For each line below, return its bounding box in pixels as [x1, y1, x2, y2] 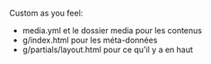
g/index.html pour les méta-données [22, 35, 158, 45]
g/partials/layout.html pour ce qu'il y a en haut [22, 44, 193, 55]
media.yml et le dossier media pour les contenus [22, 25, 202, 35]
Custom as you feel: [9, 8, 84, 18]
